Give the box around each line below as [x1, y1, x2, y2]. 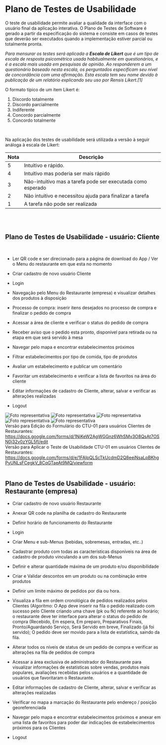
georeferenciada [12, 704, 46, 710]
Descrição [79, 153, 104, 160]
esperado [24, 184, 46, 191]
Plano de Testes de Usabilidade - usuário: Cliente [5, 233, 160, 241]
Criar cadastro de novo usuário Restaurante [12, 500, 101, 506]
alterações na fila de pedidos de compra [12, 649, 95, 655]
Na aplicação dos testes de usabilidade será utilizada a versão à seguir [5, 136, 150, 142]
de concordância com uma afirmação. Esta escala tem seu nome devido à [5, 71, 158, 77]
